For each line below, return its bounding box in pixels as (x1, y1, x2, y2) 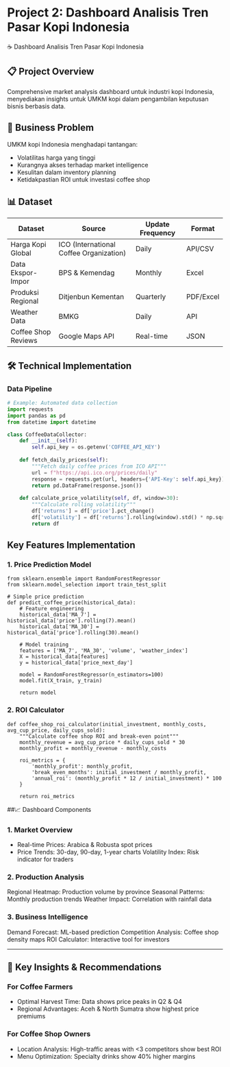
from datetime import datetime (7, 418, 97, 426)
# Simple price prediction (7, 593, 84, 601)
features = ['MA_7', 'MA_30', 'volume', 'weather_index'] (19, 647, 188, 654)
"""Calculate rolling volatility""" (31, 501, 136, 508)
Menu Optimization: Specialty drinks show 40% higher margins (16, 1052, 196, 1060)
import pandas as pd (7, 412, 66, 419)
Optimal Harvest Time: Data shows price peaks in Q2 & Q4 (16, 998, 183, 1006)
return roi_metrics (19, 793, 75, 800)
